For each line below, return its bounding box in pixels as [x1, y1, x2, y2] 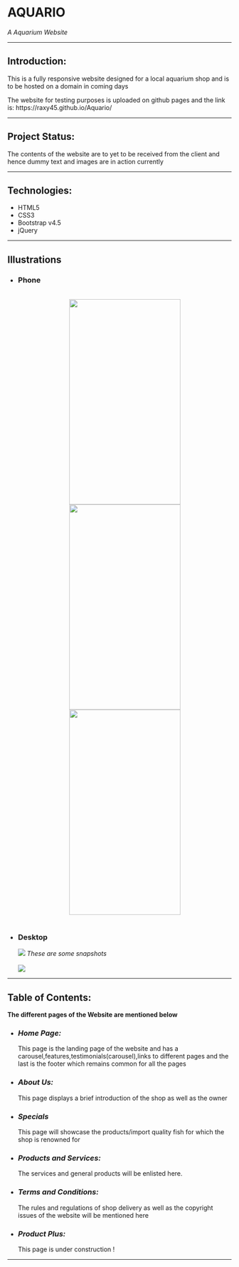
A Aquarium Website [7, 28, 68, 36]
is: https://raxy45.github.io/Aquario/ [7, 103, 112, 111]
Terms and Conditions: [17, 1187, 99, 1197]
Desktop [17, 932, 48, 942]
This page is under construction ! [17, 1245, 115, 1253]
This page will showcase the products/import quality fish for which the [17, 1128, 225, 1136]
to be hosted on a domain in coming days [7, 81, 129, 90]
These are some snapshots [26, 949, 107, 958]
